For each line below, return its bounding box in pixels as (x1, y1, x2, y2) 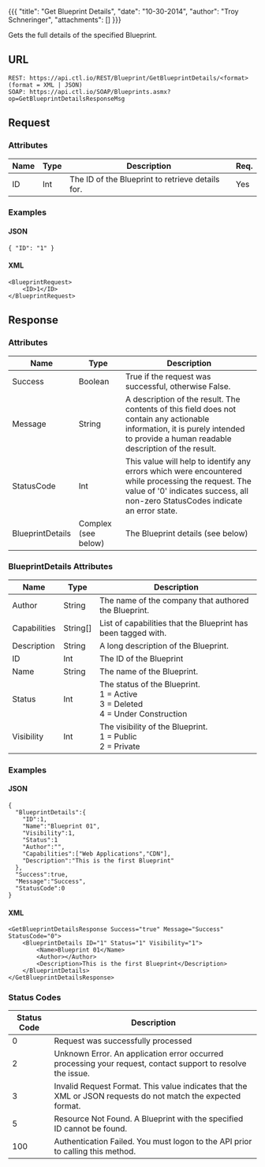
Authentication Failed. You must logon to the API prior (54, 1136, 252, 1147)
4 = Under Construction (99, 708, 188, 719)
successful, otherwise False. (125, 380, 231, 391)
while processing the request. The (125, 475, 252, 486)
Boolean (78, 376, 110, 387)
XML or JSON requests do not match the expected (54, 1090, 241, 1102)
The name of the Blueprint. (99, 666, 199, 677)
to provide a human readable (125, 433, 232, 444)
